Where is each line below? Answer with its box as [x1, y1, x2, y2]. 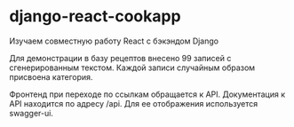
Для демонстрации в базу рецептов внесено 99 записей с [9, 52, 232, 63]
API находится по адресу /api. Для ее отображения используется [9, 98, 258, 108]
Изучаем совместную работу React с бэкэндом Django [9, 36, 219, 46]
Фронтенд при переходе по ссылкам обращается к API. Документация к [9, 89, 286, 99]
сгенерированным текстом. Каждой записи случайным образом [9, 62, 256, 73]
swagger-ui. [9, 107, 53, 118]
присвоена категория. [9, 71, 93, 82]
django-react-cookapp [9, 6, 181, 27]
